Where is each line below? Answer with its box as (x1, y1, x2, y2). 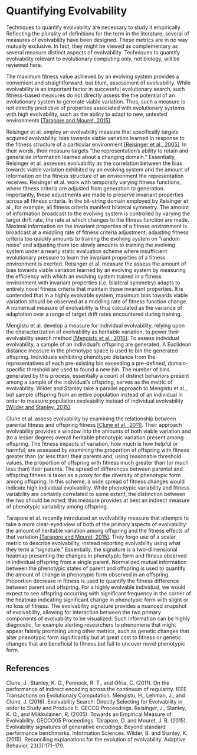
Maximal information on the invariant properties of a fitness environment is (6, 222, 188, 229)
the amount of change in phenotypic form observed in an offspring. (6, 571, 170, 578)
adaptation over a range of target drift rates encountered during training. (6, 310, 182, 317)
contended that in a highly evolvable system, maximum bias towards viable (6, 291, 188, 299)
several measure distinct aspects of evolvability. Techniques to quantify (6, 48, 180, 56)
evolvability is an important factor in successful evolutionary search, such (6, 85, 185, 92)
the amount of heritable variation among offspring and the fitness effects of (6, 527, 190, 534)
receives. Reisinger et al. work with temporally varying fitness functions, (6, 179, 182, 186)
